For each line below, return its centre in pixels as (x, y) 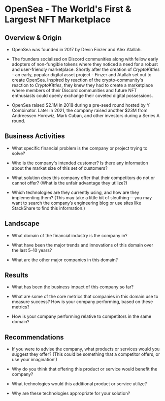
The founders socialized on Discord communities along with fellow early (85, 59)
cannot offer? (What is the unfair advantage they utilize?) (69, 183)
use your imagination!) (34, 360)
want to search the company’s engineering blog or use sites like (76, 203)
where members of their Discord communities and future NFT (74, 90)
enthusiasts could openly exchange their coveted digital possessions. (82, 95)
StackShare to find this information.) (49, 208)
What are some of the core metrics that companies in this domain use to (85, 297)
